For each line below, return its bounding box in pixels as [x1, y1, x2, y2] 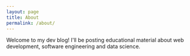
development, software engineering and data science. [6, 43, 141, 50]
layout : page [6, 8, 39, 15]
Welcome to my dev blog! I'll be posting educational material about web [6, 37, 184, 44]
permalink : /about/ [6, 20, 55, 26]
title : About [6, 14, 39, 20]
